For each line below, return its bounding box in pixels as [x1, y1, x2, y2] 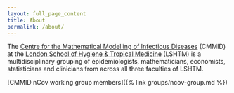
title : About [7, 17, 46, 24]
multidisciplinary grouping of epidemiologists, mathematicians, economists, [7, 57, 226, 66]
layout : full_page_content [7, 10, 86, 17]
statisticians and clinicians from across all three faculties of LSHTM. [7, 64, 204, 73]
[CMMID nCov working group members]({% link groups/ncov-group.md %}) [7, 78, 228, 87]
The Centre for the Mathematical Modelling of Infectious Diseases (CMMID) [7, 43, 226, 51]
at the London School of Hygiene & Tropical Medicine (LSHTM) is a [7, 50, 202, 58]
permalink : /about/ [7, 23, 65, 30]
